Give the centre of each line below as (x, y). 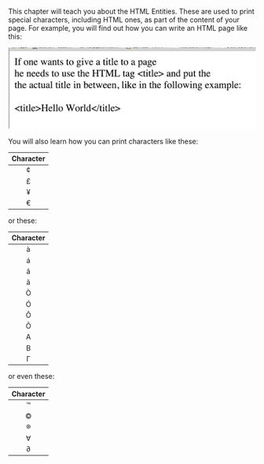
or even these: (31, 377)
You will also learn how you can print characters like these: (103, 141)
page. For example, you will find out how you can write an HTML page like (128, 28)
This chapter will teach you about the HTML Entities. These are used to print (132, 11)
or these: (23, 221)
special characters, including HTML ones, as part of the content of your (124, 20)
